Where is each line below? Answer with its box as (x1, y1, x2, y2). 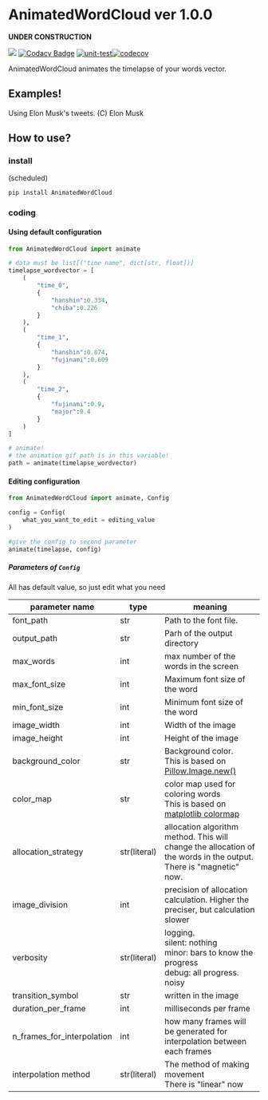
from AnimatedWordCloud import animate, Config (8, 494, 170, 502)
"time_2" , (37, 386, 69, 394)
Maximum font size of (164, 674, 246, 685)
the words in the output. (164, 852, 254, 863)
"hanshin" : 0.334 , (50, 296, 109, 304)
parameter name (30, 601, 95, 612)
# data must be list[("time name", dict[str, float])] (8, 259, 195, 267)
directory (164, 638, 199, 649)
